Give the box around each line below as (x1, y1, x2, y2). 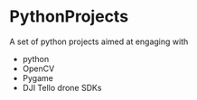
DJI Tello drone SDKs (22, 82, 102, 93)
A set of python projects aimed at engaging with (9, 36, 189, 47)
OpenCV (22, 63, 55, 74)
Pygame (22, 72, 54, 83)
